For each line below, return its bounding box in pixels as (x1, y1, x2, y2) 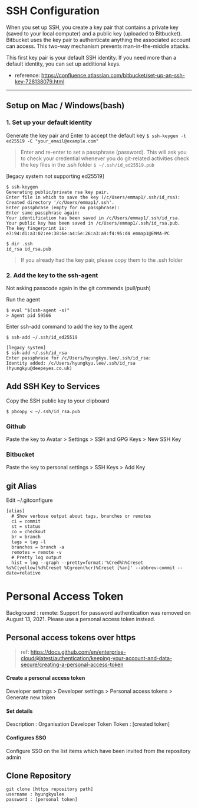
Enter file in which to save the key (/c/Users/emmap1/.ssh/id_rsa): (6, 194, 181, 200)
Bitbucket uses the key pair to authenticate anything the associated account (6, 36, 190, 43)
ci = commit (11, 518, 41, 524)
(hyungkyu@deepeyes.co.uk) (6, 365, 72, 371)
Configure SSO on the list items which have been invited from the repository (6, 747, 191, 754)
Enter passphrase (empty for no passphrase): (6, 205, 120, 210)
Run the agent (6, 296, 40, 303)
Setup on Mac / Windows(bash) (6, 100, 125, 111)
